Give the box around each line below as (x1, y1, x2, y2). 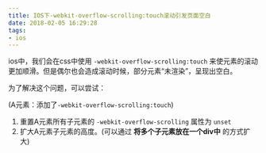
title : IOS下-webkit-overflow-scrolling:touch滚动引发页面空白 (8, 11, 211, 20)
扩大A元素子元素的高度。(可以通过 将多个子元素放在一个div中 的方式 (19, 127, 244, 136)
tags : (8, 26, 26, 34)
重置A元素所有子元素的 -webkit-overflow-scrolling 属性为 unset (19, 117, 232, 127)
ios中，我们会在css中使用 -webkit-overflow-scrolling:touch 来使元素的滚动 (8, 56, 258, 66)
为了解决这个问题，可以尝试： (8, 83, 106, 93)
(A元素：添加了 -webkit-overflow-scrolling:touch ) (8, 100, 174, 109)
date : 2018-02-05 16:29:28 (8, 19, 98, 27)
